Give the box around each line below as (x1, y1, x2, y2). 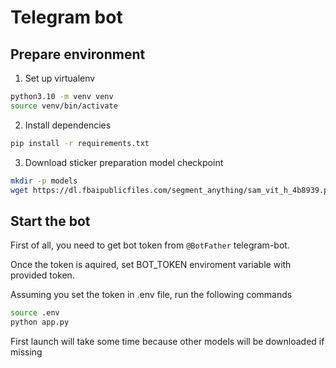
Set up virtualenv (24, 72, 96, 84)
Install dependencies (24, 119, 112, 131)
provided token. (10, 269, 75, 281)
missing (10, 346, 43, 358)
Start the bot (10, 212, 91, 230)
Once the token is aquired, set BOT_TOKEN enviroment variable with (10, 259, 292, 271)
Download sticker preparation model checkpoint (24, 156, 224, 168)
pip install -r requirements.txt (10, 138, 150, 148)
